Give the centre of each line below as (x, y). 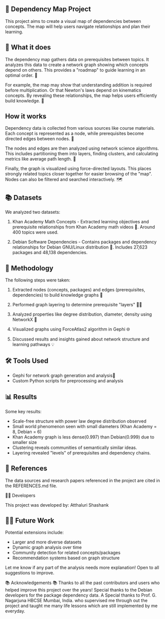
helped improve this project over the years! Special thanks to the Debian (79, 590)
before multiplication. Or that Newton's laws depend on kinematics (73, 90)
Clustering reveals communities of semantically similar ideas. (75, 447)
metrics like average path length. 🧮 (41, 159)
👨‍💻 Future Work (30, 520)
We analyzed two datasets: (33, 212)
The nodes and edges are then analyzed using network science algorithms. (82, 148)
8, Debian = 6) (27, 432)
